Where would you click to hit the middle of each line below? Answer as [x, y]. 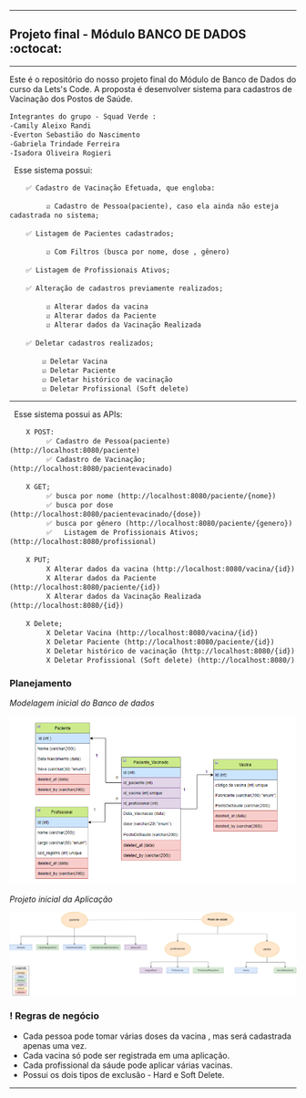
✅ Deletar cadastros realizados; [90, 343]
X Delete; [45, 623]
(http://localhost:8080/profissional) [83, 541]
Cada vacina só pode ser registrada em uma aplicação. [126, 1055]
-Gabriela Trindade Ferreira [65, 144]
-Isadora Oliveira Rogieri [61, 153]
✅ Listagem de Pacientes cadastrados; [100, 234]
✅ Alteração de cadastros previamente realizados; [125, 288]
